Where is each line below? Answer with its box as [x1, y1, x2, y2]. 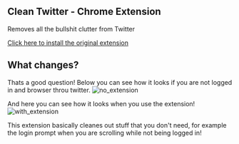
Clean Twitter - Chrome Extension [7, 6, 162, 18]
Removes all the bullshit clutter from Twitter [7, 24, 136, 33]
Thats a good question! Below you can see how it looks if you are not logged [7, 78, 233, 86]
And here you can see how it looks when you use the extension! [7, 99, 195, 108]
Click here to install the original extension [7, 38, 128, 47]
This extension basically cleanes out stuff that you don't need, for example [7, 120, 227, 129]
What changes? [7, 59, 79, 71]
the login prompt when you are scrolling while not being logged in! [7, 128, 202, 137]
